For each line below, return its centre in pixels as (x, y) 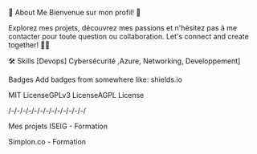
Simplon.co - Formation (47, 142)
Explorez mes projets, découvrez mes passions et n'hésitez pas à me (123, 28)
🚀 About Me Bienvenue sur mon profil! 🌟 (75, 12)
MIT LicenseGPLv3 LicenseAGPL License (76, 95)
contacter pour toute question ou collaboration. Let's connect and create (128, 36)
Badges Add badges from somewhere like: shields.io (96, 79)
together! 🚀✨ (29, 45)
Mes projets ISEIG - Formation (58, 126)
